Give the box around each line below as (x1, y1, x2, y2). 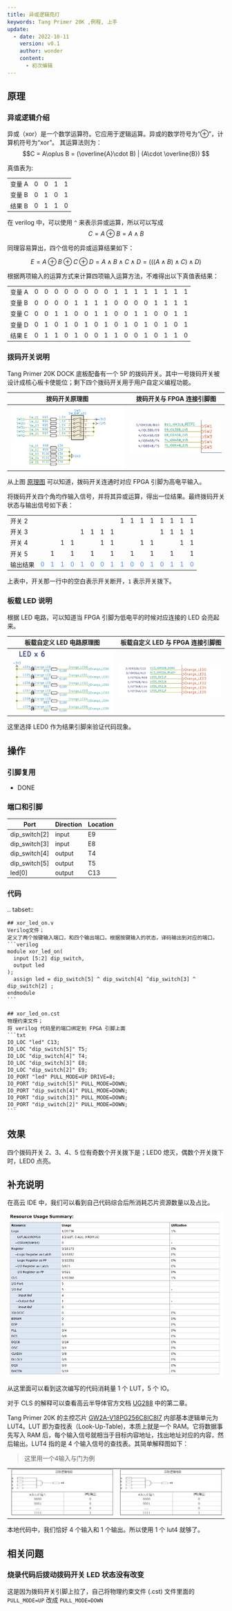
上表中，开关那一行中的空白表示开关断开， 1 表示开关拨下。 (7, 577, 176, 586)
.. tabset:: (7, 905, 35, 913)
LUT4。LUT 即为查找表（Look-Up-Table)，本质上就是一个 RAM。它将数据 (7, 1422, 217, 1431)
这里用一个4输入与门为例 (23, 1454, 95, 1462)
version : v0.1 (19, 40, 60, 48)
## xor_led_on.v (7, 920, 54, 926)
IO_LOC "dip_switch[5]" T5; (7, 1045, 88, 1052)
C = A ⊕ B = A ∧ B (88, 230, 144, 238)
